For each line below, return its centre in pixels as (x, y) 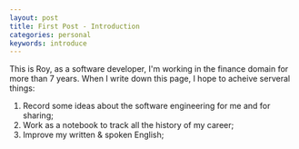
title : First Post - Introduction (75, 26)
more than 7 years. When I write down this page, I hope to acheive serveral (150, 79)
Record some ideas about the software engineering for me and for (146, 106)
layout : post (34, 18)
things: (22, 88)
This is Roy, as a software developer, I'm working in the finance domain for (149, 69)
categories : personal (50, 35)
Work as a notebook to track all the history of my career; (128, 125)
